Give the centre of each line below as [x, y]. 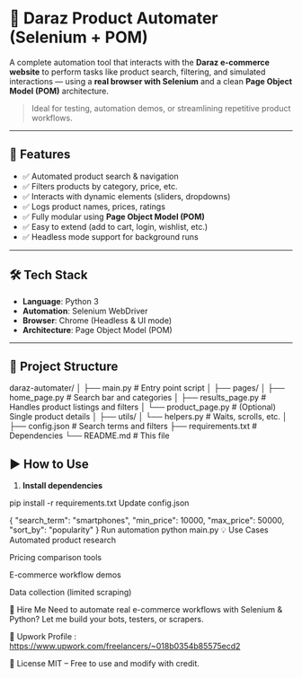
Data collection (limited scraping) [71, 593]
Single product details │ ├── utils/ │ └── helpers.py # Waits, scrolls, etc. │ [148, 417]
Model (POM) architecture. [59, 91]
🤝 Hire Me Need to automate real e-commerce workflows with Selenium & [146, 610]
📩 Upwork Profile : [43, 637]
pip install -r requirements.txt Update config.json [99, 503]
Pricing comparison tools [55, 558]
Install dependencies [62, 486]
